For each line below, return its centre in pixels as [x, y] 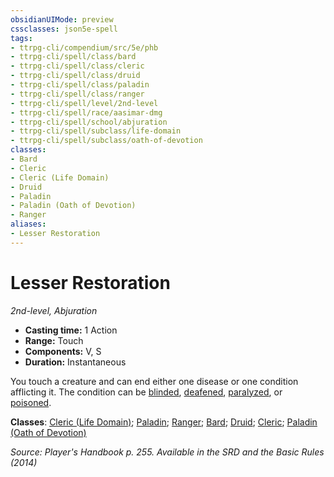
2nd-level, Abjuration [54, 310]
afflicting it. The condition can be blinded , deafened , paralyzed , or [146, 392]
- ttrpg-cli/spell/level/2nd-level [84, 103]
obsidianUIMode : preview [62, 19]
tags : [21, 38]
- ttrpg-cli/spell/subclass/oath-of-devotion [106, 141]
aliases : [28, 224]
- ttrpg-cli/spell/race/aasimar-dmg [86, 112]
